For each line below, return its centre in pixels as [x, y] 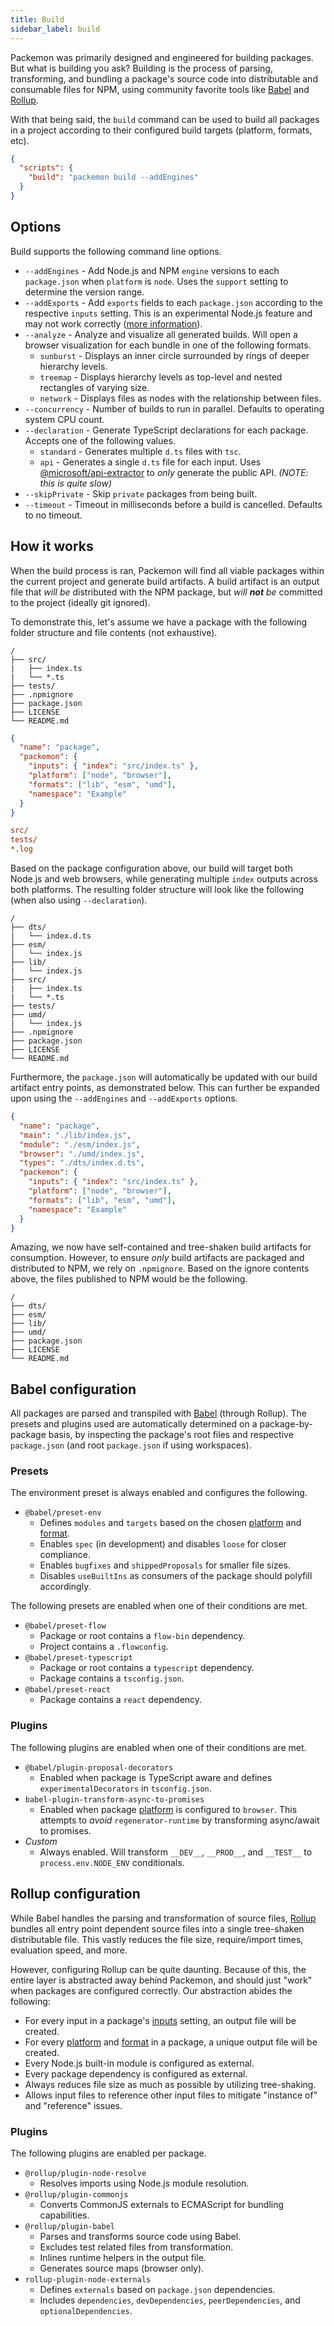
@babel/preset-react [67, 1690]
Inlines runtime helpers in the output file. [123, 2257]
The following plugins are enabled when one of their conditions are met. [158, 1747]
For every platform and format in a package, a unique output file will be [171, 2042]
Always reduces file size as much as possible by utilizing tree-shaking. [170, 2084]
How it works [52, 546]
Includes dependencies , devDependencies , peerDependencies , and [170, 2300]
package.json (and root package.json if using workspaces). [131, 1445]
